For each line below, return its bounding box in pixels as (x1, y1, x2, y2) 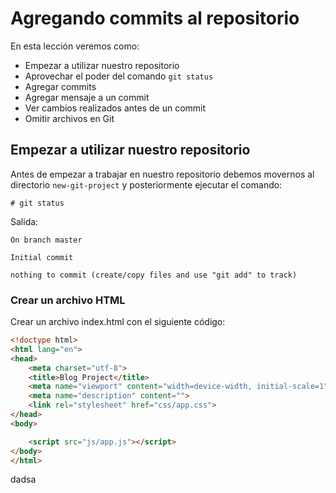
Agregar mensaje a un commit (24, 91, 150, 103)
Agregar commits (24, 80, 97, 92)
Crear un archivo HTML (10, 293, 126, 307)
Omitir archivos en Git (24, 112, 115, 124)
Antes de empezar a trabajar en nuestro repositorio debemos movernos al (10, 168, 315, 180)
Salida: (10, 215, 39, 227)
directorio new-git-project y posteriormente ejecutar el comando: (10, 178, 283, 191)
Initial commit (10, 252, 74, 262)
